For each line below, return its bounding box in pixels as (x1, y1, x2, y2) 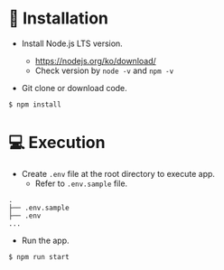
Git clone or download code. (21, 82, 127, 93)
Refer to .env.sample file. (34, 178, 128, 189)
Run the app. (21, 235, 70, 246)
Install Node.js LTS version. (21, 38, 123, 49)
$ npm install (8, 99, 62, 109)
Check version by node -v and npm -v (34, 65, 174, 76)
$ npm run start (8, 252, 70, 261)
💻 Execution (8, 133, 106, 153)
